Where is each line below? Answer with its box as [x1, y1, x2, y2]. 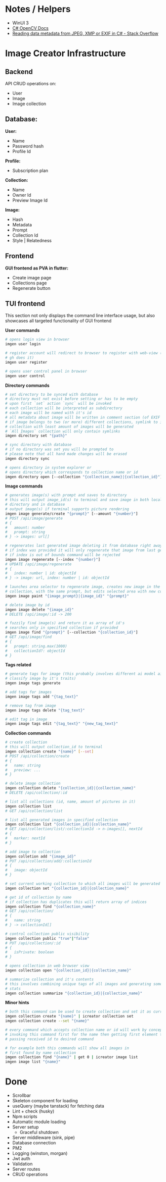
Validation [12, 1161, 33, 1167]
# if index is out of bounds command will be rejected [5, 552, 121, 557]
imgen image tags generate [5, 681, 61, 686]
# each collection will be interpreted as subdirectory [5, 406, 123, 411]
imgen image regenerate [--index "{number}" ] [5, 557, 100, 562]
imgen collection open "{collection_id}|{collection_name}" [5, 968, 132, 973]
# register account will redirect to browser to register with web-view [5, 351, 158, 356]
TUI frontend [5, 299, 45, 308]
